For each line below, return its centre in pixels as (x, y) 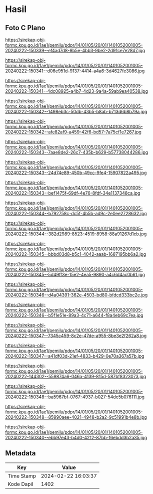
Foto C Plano (25, 28)
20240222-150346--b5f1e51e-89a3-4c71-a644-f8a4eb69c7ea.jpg (74, 315)
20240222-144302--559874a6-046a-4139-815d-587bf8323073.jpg (76, 376)
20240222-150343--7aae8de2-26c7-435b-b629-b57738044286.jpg (77, 152)
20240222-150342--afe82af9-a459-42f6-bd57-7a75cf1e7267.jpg (73, 132)
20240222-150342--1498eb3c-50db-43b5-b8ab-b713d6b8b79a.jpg (76, 112)
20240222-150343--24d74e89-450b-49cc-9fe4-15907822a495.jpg (76, 173)
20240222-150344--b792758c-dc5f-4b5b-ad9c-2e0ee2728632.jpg (76, 213)
